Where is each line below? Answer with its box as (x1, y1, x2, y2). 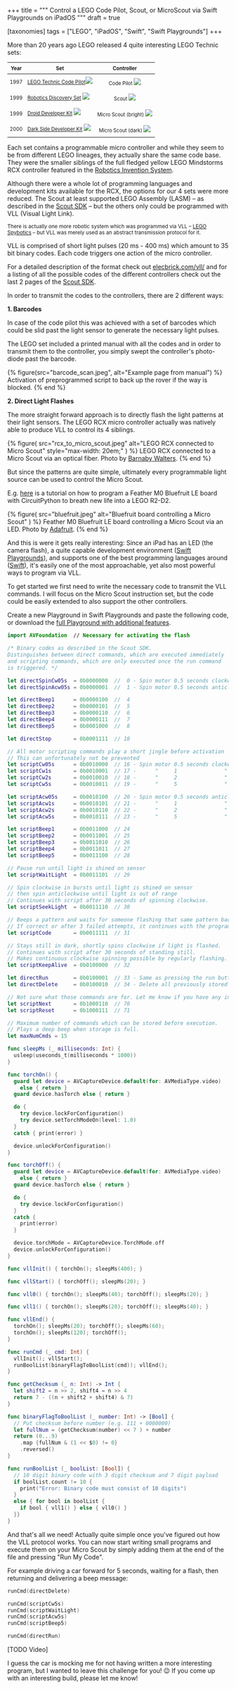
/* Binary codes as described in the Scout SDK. (7, 644, 152, 652)
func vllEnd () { (7, 1316, 55, 1323)
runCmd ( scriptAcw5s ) (7, 1613, 68, 1621)
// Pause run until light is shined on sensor (7, 864, 146, 872)
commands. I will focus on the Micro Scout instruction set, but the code (7, 590, 214, 598)
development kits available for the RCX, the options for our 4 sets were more (7, 187, 229, 196)
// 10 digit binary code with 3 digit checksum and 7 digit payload (13, 1471, 218, 1478)
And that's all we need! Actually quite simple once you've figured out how (7, 1530, 221, 1538)
